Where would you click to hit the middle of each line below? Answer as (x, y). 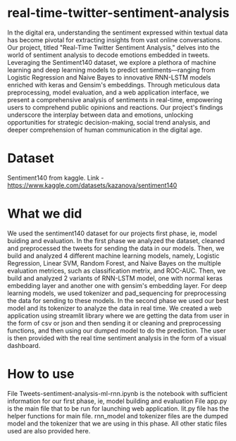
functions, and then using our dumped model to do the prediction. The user (117, 330)
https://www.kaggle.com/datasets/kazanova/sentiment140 (92, 185)
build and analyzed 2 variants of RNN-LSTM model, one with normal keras (115, 278)
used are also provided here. (49, 430)
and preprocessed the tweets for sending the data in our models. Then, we (116, 248)
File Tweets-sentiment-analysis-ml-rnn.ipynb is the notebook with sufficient (117, 393)
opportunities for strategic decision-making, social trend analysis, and (109, 122)
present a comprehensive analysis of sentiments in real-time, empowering (115, 99)
